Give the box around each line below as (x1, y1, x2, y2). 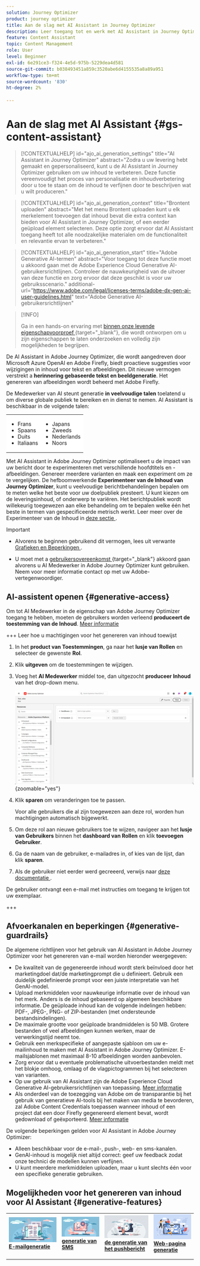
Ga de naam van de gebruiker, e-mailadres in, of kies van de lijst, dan (14, 850, 185, 857)
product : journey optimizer (6, 15, 76, 22)
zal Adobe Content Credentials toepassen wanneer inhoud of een (14, 1103, 176, 1110)
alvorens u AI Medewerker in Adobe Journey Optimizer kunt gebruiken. (14, 562, 190, 569)
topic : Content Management (6, 41, 73, 47)
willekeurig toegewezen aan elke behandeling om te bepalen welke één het (6, 502, 190, 509)
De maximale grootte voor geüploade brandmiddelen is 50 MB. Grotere (14, 1021, 189, 1028)
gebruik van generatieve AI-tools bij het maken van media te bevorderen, (14, 1097, 194, 1104)
